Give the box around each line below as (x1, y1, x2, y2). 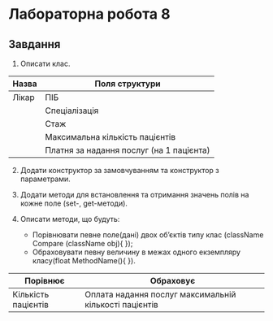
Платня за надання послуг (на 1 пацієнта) (45, 145, 210, 155)
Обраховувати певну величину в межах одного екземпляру (32, 247, 241, 257)
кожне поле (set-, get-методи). (19, 198, 128, 208)
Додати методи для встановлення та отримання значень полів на (19, 190, 249, 199)
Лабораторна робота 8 (8, 5, 171, 24)
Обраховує (149, 275, 196, 286)
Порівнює (24, 275, 65, 286)
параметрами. (19, 174, 71, 184)
